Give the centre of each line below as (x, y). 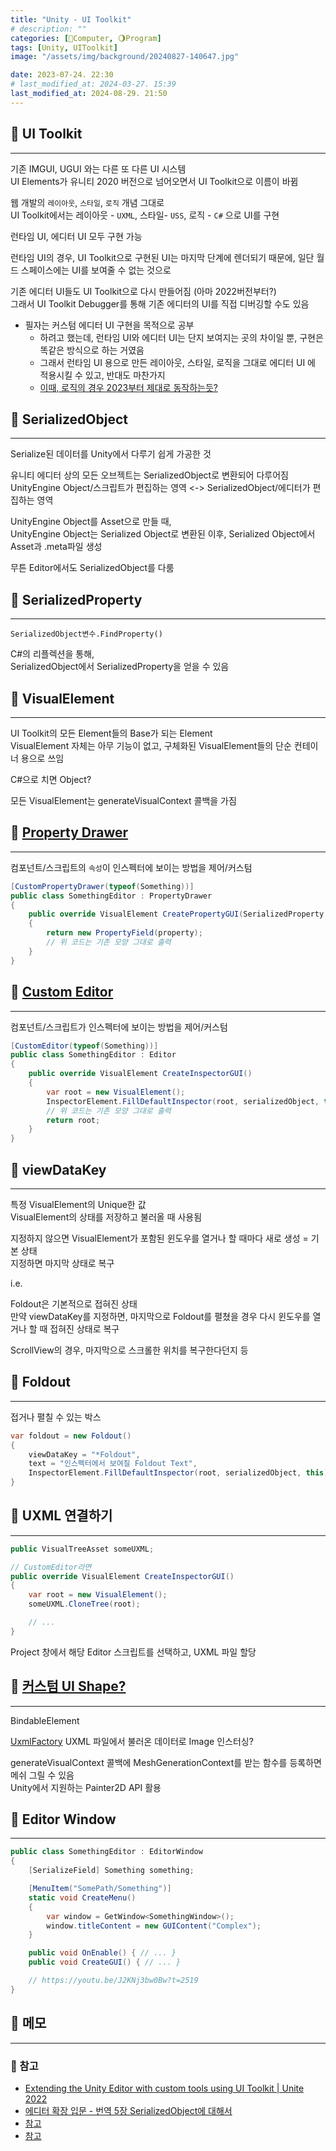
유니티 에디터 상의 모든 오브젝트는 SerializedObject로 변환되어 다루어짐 (149, 475)
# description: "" (48, 29)
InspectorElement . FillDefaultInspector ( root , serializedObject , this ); (180, 1473)
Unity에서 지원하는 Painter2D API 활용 (86, 1787)
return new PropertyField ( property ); (124, 933)
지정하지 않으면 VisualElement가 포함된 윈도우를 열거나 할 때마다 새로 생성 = (159, 1238)
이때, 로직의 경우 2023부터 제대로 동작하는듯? (128, 387)
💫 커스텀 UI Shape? (68, 1686)
